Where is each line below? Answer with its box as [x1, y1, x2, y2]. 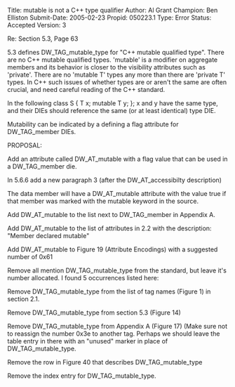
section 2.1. [7, 295, 40, 303]
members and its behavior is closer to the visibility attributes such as [7, 63, 206, 71]
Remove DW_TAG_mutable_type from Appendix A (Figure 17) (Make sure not [7, 322, 228, 330]
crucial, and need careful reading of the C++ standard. [7, 86, 166, 93]
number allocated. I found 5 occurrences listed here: [7, 274, 159, 282]
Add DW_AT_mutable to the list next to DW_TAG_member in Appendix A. [7, 211, 215, 218]
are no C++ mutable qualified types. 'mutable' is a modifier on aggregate [7, 55, 218, 64]
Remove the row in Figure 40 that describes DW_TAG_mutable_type [7, 358, 203, 366]
